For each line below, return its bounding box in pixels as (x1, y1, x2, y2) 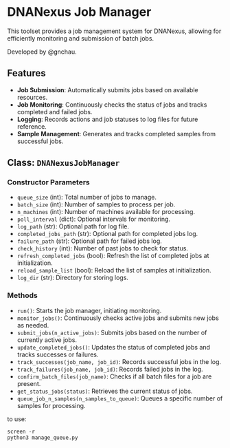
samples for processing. (16, 401, 86, 409)
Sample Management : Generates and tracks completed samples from (16, 129, 216, 138)
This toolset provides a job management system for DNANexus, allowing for (7, 27, 222, 35)
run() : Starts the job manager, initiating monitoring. (16, 306, 162, 314)
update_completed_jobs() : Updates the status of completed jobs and (16, 343, 211, 351)
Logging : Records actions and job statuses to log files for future (16, 115, 198, 123)
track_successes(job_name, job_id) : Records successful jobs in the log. (16, 357, 222, 365)
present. (16, 379, 41, 387)
